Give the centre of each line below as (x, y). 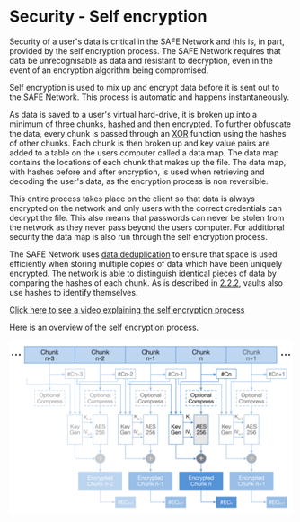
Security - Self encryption (108, 17)
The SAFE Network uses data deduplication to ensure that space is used (143, 254)
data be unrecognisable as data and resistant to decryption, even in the (141, 60)
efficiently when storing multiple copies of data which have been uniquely (146, 263)
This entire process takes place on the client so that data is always (132, 199)
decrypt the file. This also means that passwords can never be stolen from (147, 217)
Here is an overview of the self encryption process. (104, 327)
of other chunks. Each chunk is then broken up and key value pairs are (140, 143)
